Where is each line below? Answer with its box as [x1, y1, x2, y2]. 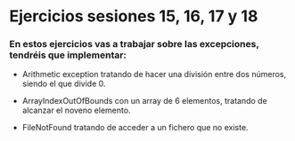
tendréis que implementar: [9, 49, 127, 61]
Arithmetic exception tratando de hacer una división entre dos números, [21, 69, 287, 80]
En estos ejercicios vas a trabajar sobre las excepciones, [9, 38, 259, 51]
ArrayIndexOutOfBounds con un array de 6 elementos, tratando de [21, 96, 267, 106]
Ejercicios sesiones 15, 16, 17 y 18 [9, 6, 258, 27]
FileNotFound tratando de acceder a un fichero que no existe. [21, 122, 249, 133]
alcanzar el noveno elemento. [21, 105, 131, 116]
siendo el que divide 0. [21, 78, 106, 90]
